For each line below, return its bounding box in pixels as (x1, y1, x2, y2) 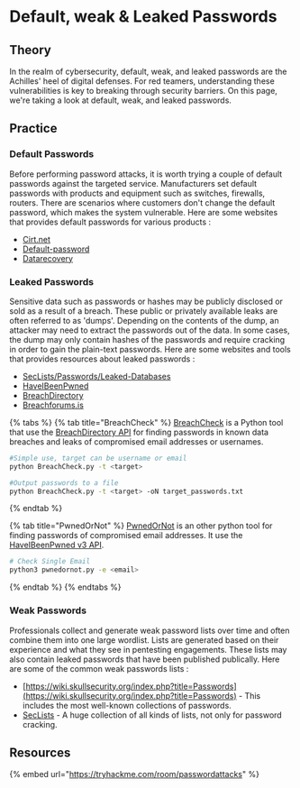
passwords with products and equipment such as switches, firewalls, (9, 188, 266, 198)
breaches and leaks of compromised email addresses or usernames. (9, 435, 264, 447)
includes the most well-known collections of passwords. (22, 700, 232, 710)
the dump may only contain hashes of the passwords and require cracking (9, 334, 286, 344)
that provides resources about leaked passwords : (9, 353, 195, 364)
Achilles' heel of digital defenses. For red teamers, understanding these (9, 76, 275, 87)
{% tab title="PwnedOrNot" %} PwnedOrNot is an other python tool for (9, 520, 273, 531)
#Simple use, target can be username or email (9, 454, 187, 463)
